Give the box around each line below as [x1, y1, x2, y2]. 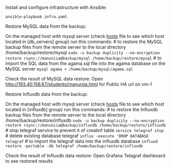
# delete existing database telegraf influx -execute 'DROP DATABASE [5, 133, 149, 139]
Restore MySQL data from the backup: [5, 23, 87, 29]
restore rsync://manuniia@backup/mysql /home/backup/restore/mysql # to [5, 55, 162, 61]
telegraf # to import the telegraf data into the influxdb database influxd [5, 138, 158, 144]
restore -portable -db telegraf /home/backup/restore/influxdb [5, 143, 143, 149]
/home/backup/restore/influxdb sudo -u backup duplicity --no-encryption [5, 117, 165, 123]
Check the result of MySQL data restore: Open [5, 76, 103, 81]
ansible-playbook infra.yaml [5, 14, 68, 19]
